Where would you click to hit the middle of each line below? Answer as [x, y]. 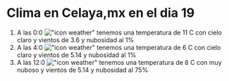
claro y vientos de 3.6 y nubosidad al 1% [75, 39]
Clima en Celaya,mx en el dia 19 [101, 13]
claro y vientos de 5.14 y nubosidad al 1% [76, 55]
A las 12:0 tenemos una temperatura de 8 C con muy [119, 62]
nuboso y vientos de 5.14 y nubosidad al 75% [82, 70]
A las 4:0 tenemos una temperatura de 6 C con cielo [119, 47]
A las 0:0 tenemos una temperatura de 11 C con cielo [119, 32]
